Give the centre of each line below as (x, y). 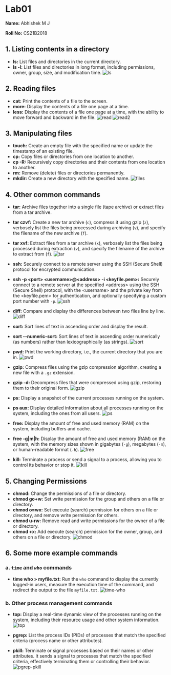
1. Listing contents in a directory (57, 49)
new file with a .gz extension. (44, 373)
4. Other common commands (53, 195)
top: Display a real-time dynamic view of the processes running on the (87, 614)
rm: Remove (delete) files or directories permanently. (69, 173)
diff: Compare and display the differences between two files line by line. (89, 311)
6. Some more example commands (62, 553)
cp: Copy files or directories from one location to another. (73, 156)
